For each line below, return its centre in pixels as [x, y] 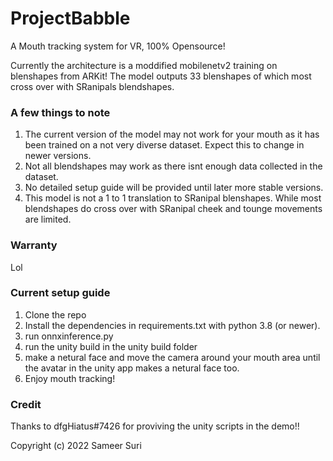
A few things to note [60, 112]
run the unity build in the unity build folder [111, 346]
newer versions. [58, 156]
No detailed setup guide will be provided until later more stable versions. [174, 188]
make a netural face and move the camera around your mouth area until [172, 357]
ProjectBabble [70, 18]
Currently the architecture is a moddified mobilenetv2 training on [144, 65]
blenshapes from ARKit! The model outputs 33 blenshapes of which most [161, 76]
